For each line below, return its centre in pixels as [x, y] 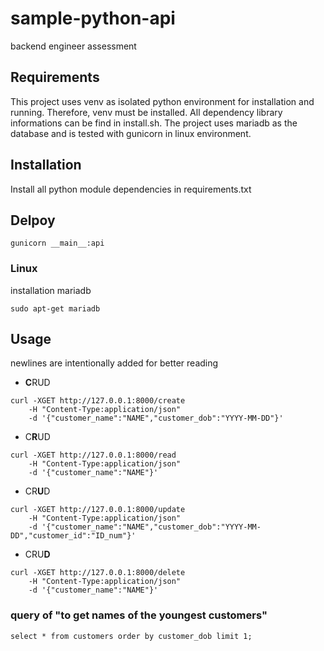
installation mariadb [51, 290]
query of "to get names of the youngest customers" [139, 615]
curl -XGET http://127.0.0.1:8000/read [93, 455]
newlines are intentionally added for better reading [114, 363]
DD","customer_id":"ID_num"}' [73, 536]
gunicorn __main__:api [57, 243]
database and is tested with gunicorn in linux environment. [131, 133]
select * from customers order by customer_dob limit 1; [131, 636]
